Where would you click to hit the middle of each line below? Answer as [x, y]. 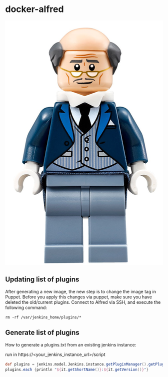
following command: [26, 307]
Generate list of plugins [42, 333]
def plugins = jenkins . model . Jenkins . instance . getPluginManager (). [77, 364]
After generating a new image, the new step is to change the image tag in [81, 291]
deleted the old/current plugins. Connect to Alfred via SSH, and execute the [83, 302]
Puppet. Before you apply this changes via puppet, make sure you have [79, 297]
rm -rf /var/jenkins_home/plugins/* [43, 317]
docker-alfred [34, 9]
